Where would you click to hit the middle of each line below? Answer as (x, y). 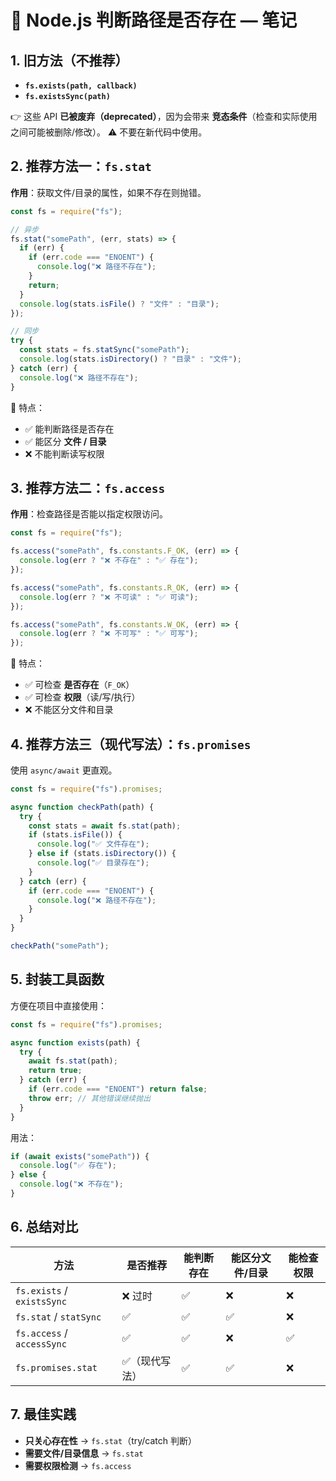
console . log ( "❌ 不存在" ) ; (71, 1184)
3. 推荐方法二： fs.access (88, 487)
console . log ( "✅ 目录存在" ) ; (93, 863)
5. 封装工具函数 (57, 979)
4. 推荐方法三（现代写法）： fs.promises (131, 744)
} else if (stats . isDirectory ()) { (102, 854)
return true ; (55, 1071)
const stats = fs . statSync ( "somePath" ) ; (104, 350)
